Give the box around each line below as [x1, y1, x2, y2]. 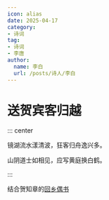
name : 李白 [13, 63, 44, 70]
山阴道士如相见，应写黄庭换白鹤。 [7, 156, 106, 165]
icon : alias [7, 10, 42, 18]
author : [7, 57, 30, 64]
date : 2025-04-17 [7, 17, 58, 24]
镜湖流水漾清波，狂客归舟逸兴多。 [7, 141, 106, 150]
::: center [7, 126, 34, 135]
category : [7, 23, 37, 30]
